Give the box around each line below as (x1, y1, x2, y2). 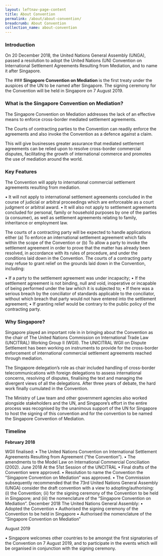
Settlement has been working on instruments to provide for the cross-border (5, 345, 159, 351)
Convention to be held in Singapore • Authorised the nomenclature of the (5, 511, 152, 516)
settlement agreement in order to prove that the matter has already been (5, 245, 150, 251)
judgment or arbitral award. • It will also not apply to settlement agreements (5, 205, 157, 210)
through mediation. (5, 355, 43, 361)
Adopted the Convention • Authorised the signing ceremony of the (5, 506, 139, 512)
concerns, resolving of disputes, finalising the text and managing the (5, 375, 143, 381)
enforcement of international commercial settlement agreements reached (5, 350, 152, 356)
